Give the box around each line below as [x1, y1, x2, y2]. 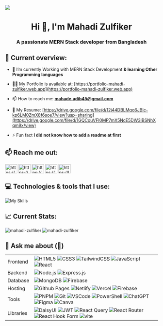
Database [7, 277, 30, 284]
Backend [7, 269, 28, 276]
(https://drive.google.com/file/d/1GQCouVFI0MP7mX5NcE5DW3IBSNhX [12, 117, 156, 123]
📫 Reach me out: [5, 149, 58, 157]
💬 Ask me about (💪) [5, 242, 64, 250]
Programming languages [12, 71, 63, 77]
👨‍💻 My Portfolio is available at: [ [12, 81, 76, 87]
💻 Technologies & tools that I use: [5, 183, 110, 191]
